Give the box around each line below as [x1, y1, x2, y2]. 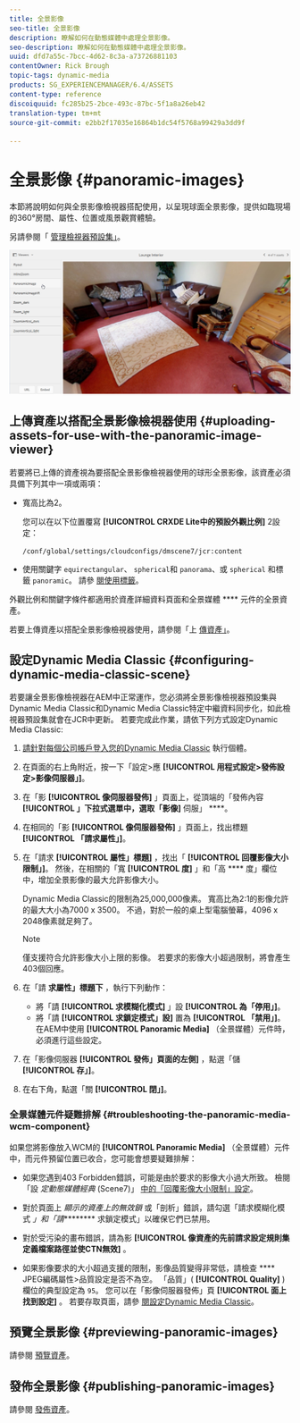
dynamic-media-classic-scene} [9, 667, 191, 682]
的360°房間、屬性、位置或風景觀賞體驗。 [9, 213, 161, 223]
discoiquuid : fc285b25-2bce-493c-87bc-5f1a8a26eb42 [9, 99, 205, 108]
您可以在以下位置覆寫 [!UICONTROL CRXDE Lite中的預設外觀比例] [21, 516, 266, 526]
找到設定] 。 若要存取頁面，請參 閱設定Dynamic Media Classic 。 [21, 1296, 259, 1307]
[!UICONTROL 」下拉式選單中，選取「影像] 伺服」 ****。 [21, 803, 233, 813]
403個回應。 [21, 964, 70, 974]
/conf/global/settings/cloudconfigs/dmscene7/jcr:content [21, 546, 243, 556]
